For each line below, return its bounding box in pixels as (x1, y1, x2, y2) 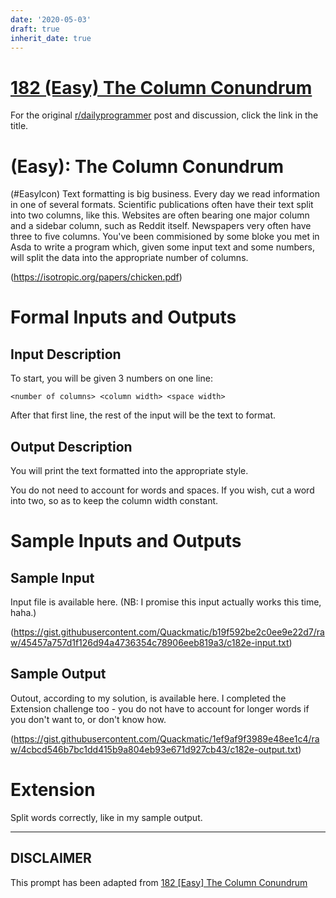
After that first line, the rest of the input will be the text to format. (10, 409, 277, 421)
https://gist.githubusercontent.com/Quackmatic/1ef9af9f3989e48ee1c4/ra (13, 732, 320, 745)
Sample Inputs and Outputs (10, 530, 242, 553)
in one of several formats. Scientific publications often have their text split (10, 199, 314, 211)
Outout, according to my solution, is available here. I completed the (10, 692, 287, 704)
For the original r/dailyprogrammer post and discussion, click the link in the (10, 109, 319, 121)
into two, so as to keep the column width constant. (10, 495, 219, 507)
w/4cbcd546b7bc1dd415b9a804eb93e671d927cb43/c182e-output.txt (10, 743, 299, 755)
